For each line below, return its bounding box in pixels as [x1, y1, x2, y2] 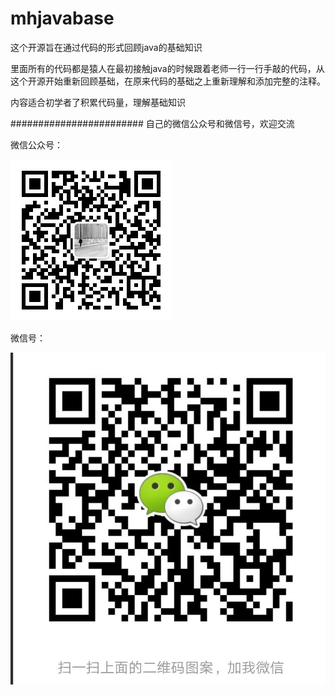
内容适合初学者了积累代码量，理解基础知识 [10, 96, 186, 108]
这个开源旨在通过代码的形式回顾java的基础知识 [10, 41, 203, 53]
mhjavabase [10, 7, 115, 30]
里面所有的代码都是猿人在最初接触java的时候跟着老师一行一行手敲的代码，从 [10, 62, 325, 74]
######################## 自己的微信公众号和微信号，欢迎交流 [10, 117, 295, 129]
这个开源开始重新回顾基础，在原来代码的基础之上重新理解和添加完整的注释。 [10, 75, 326, 87]
